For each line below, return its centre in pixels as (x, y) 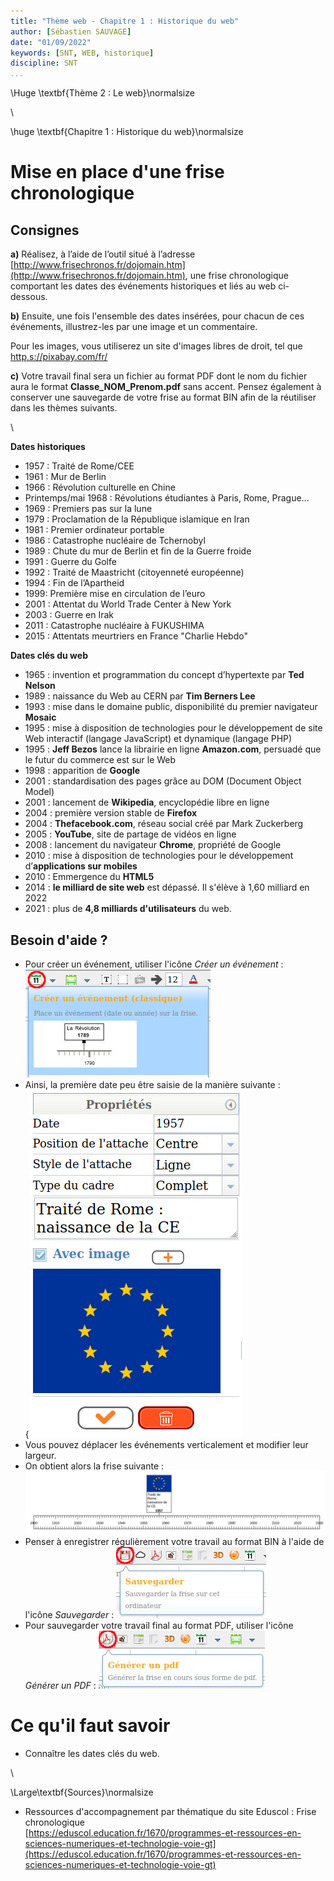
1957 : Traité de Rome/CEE (79, 466)
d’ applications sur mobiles (81, 866)
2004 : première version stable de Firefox (111, 813)
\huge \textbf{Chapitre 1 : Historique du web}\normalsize (127, 132)
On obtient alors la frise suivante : (94, 1466)
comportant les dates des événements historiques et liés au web (143, 286)
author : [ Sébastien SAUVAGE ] (71, 31)
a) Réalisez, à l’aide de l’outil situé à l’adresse (103, 254)
